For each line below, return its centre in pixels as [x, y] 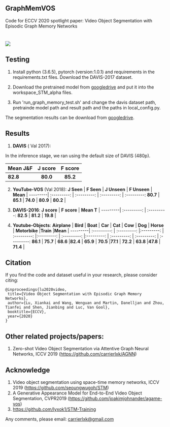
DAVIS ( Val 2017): [32, 146]
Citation [18, 263]
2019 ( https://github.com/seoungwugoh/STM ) [61, 388]
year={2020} [20, 316]
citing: [12, 280]
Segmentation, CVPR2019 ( [41, 399]
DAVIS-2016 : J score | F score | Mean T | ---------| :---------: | [79, 210]
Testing [18, 60]
